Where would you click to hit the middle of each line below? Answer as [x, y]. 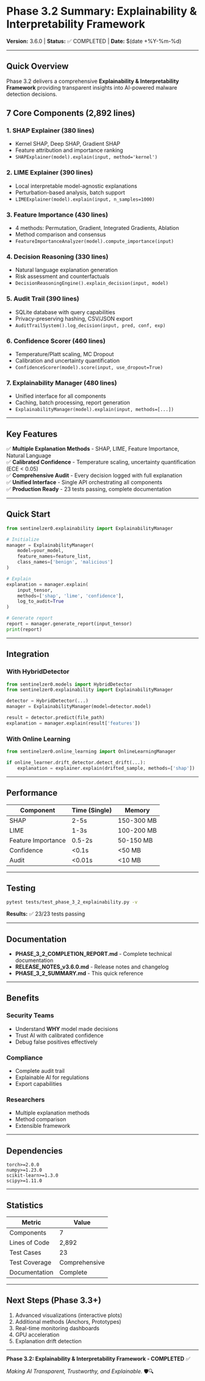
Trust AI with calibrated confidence [59, 1035]
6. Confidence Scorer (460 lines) [56, 341]
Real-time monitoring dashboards [57, 1328]
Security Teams [30, 1016]
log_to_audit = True [41, 601]
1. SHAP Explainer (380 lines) [50, 131]
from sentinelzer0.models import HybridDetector [69, 684]
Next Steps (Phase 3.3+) [54, 1300]
